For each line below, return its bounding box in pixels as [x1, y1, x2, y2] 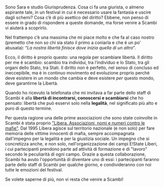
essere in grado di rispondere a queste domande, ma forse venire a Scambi [5, 20, 158, 25]
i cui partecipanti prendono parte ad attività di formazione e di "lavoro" [5, 146, 148, 152]
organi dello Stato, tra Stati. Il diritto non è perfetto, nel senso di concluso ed [5, 65, 159, 70]
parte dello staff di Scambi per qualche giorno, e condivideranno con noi [5, 162, 152, 167]
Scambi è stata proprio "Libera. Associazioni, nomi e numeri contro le [5, 120, 145, 126]
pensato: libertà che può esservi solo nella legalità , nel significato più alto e [5, 100, 158, 106]
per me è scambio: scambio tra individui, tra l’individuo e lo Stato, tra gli [5, 60, 149, 65]
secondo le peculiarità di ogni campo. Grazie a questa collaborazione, [5, 151, 146, 157]
